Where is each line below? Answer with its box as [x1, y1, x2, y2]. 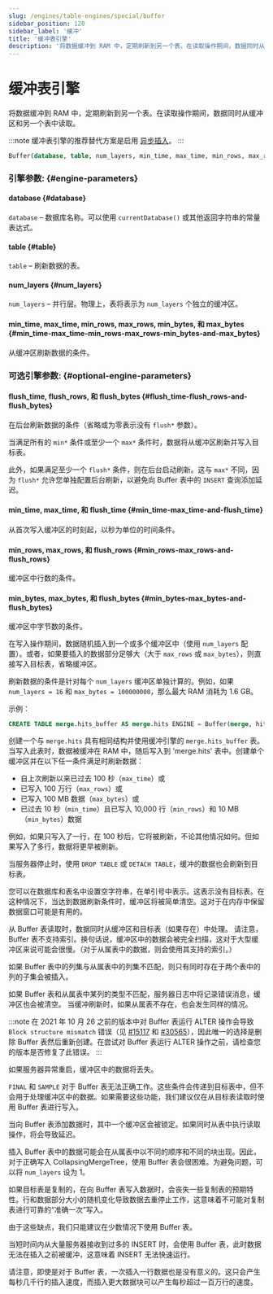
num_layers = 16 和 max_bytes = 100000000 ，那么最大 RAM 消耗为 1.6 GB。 [8, 687, 258, 697]
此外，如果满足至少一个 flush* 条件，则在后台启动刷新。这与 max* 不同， [8, 465, 253, 474]
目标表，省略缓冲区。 [29, 659, 102, 669]
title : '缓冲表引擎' [8, 34, 71, 43]
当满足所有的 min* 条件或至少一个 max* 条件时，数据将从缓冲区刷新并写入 [8, 437, 253, 447]
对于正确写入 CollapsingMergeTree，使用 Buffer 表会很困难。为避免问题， [8, 1157, 256, 1167]
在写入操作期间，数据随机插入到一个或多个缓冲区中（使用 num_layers [8, 639, 240, 649]
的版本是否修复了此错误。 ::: [8, 1047, 103, 1057]
